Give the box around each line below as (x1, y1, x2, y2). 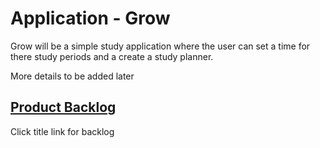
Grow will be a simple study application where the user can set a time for (10, 40, 311, 52)
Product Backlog (10, 99, 117, 116)
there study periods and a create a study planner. (10, 50, 214, 62)
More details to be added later (10, 70, 135, 82)
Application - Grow (10, 7, 171, 30)
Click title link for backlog (10, 125, 115, 137)
